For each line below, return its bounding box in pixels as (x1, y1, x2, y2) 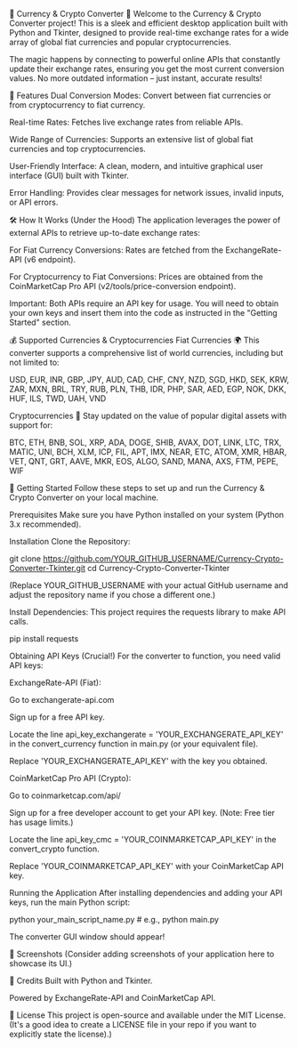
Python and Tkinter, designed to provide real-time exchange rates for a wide (9, 28, 289, 37)
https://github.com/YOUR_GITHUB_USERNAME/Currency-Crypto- (43, 553, 285, 564)
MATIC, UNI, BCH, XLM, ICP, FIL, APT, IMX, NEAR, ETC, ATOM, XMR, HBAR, (9, 447, 287, 457)
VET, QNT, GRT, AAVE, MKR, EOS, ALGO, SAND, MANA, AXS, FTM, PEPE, (9, 456, 278, 466)
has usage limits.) (9, 817, 74, 827)
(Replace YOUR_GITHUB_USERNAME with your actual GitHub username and (9, 580, 289, 591)
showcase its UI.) (9, 958, 73, 969)
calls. (9, 617, 29, 626)
